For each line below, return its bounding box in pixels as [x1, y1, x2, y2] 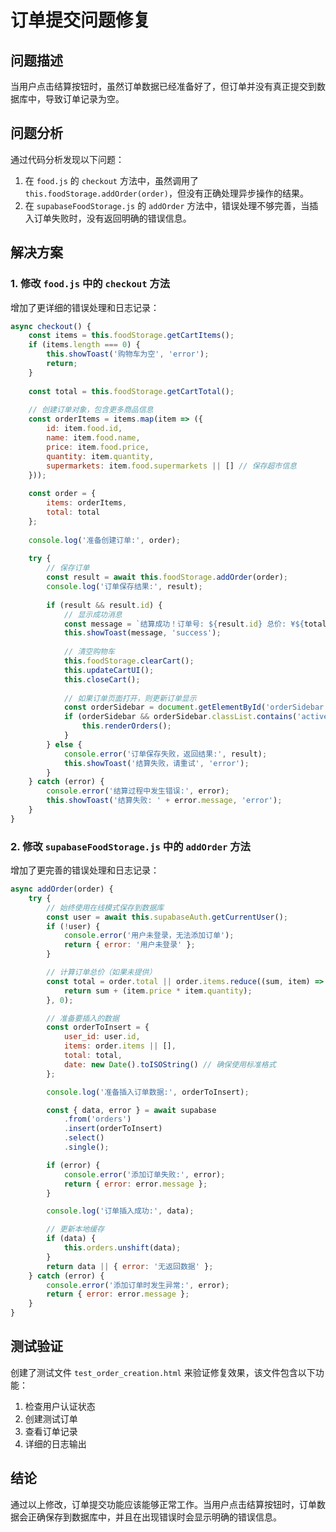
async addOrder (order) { [10, 884, 114, 895]
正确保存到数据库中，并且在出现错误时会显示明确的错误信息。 [27, 1511, 282, 1523]
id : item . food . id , [46, 424, 123, 434]
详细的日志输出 [24, 1437, 87, 1450]
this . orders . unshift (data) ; [63, 1243, 182, 1253]
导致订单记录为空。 [44, 93, 125, 105]
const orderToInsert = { [46, 1022, 150, 1033]
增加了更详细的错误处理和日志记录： [10, 301, 160, 313]
